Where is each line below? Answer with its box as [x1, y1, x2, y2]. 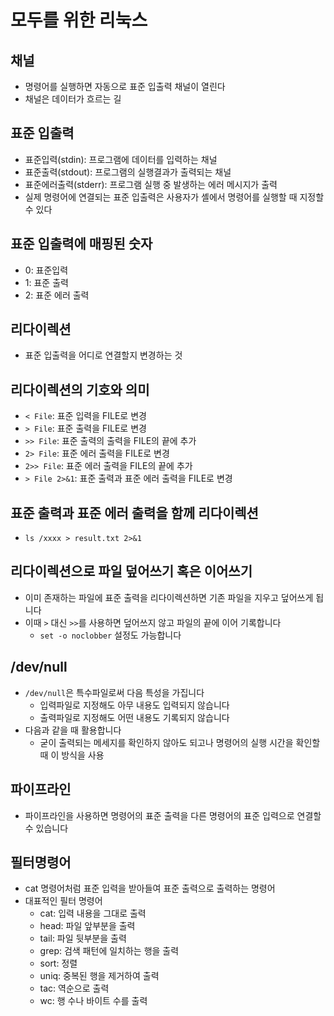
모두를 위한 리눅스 [10, 9, 148, 32]
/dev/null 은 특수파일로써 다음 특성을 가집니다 [24, 686, 205, 698]
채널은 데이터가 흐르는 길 [24, 93, 122, 105]
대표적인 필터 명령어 [24, 895, 103, 907]
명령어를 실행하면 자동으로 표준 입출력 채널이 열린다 [24, 81, 226, 92]
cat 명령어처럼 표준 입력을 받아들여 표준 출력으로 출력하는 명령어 [24, 882, 276, 895]
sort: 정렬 [39, 957, 78, 970]
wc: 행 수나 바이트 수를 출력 [39, 995, 148, 1007]
